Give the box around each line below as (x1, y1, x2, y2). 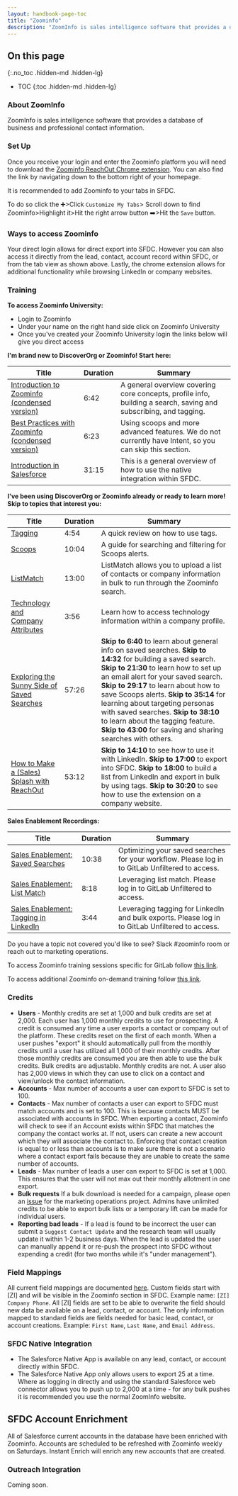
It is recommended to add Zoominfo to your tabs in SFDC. (7, 186, 176, 195)
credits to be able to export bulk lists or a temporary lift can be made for (17, 1204, 228, 1213)
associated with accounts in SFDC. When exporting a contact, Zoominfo (17, 1114, 228, 1123)
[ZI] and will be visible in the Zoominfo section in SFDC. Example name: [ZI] (7, 1290, 230, 1299)
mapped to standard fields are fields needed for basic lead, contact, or (7, 1313, 214, 1322)
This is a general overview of (120, 456, 217, 466)
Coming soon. (7, 1480, 48, 1489)
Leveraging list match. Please (118, 874, 216, 884)
